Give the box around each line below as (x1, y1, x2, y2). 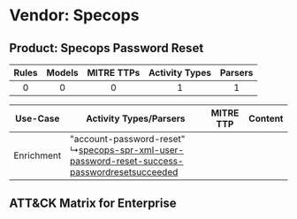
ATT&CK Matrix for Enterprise (9, 196, 177, 211)
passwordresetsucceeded (69, 166, 179, 177)
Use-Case (14, 112, 60, 125)
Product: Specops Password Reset (9, 41, 204, 56)
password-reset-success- (69, 155, 184, 167)
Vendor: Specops (9, 5, 140, 26)
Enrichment (13, 149, 62, 162)
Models (46, 67, 79, 79)
